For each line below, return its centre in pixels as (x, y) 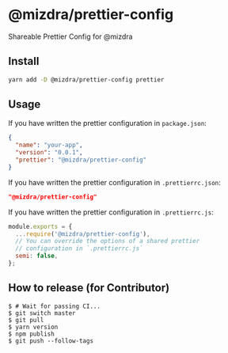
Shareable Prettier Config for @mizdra (70, 36)
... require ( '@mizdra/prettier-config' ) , (83, 234)
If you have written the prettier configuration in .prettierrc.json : (115, 182)
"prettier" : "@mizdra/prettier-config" (81, 160)
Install (24, 61)
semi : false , (37, 256)
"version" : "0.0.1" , (49, 153)
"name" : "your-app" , (49, 145)
